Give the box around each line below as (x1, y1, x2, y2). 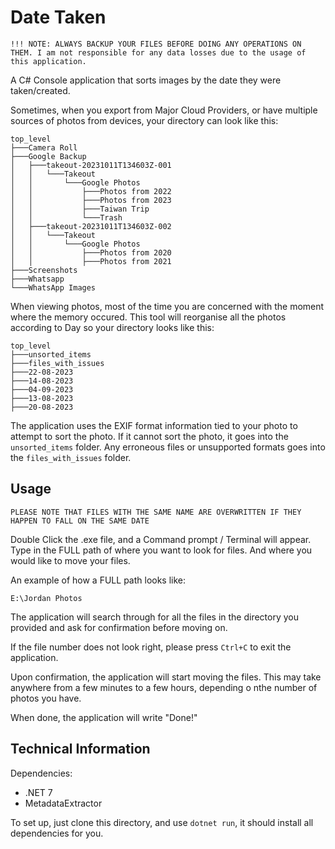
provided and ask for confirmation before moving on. (10, 621, 228, 633)
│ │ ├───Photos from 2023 (10, 195, 172, 205)
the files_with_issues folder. (10, 451, 132, 463)
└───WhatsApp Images (10, 282, 97, 293)
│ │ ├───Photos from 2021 (10, 256, 172, 266)
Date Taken (10, 6, 107, 29)
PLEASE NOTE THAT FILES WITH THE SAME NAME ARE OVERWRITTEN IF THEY (10, 507, 302, 517)
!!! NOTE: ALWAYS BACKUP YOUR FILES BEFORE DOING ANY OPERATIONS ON (10, 39, 302, 49)
